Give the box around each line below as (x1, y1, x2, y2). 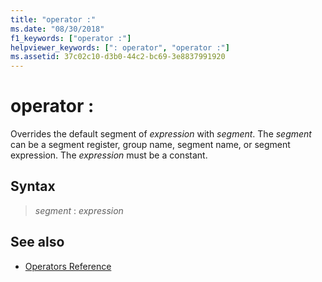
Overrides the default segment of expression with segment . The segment (10, 128, 312, 140)
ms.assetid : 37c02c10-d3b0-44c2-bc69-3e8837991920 (10, 52, 226, 62)
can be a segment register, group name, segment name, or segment (10, 139, 291, 151)
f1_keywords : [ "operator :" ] (10, 33, 132, 43)
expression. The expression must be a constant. (10, 149, 208, 161)
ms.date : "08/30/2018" (10, 24, 105, 34)
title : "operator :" (10, 14, 97, 25)
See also (10, 234, 65, 251)
